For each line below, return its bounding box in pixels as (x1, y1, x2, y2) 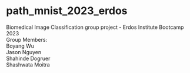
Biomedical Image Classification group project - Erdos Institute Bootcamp (6, 24, 184, 31)
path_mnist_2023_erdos (6, 4, 128, 18)
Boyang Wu (6, 42, 34, 49)
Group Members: (6, 36, 48, 43)
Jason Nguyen (6, 48, 42, 55)
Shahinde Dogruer (6, 55, 51, 62)
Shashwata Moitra (6, 61, 50, 68)
